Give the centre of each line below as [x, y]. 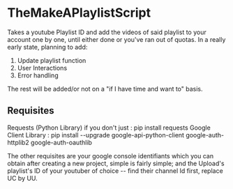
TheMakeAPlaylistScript [79, 13]
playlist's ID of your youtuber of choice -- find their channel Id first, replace [115, 171]
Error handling [38, 75]
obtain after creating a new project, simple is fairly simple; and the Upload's [116, 163]
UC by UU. [23, 178]
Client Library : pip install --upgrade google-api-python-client [96, 135]
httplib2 [18, 142]
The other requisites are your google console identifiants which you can [111, 156]
